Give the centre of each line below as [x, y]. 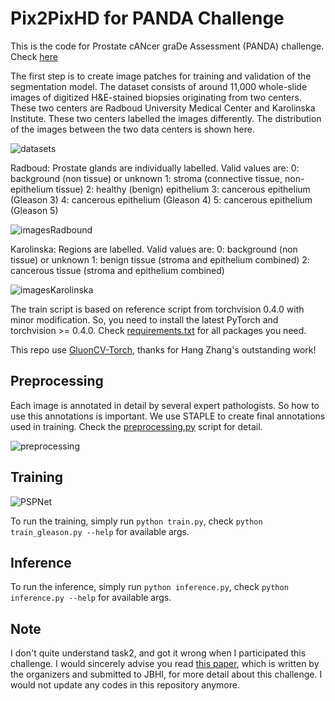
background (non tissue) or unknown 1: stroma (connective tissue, [146, 178]
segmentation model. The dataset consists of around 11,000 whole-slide [159, 86]
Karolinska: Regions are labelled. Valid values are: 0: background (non [154, 249]
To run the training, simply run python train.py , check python [136, 521]
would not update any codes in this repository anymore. [125, 685]
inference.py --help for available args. [91, 598]
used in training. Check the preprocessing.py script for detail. [136, 426]
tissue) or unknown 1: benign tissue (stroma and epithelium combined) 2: [160, 259]
